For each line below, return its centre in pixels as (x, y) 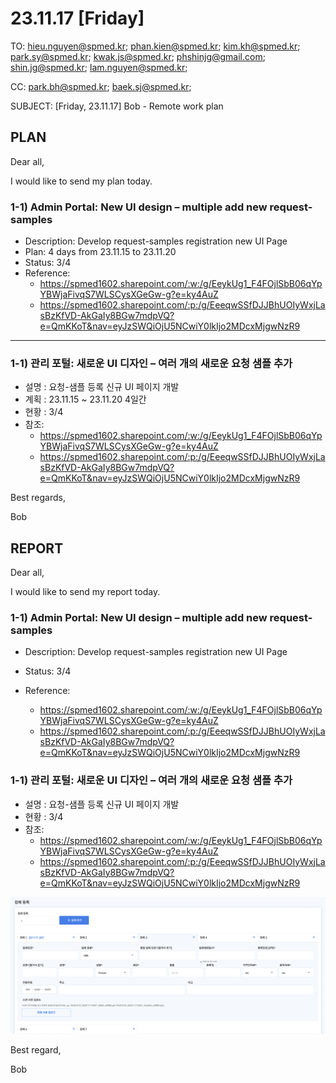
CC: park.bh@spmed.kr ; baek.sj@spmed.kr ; (101, 86)
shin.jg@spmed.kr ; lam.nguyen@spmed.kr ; (99, 67)
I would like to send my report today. (85, 592)
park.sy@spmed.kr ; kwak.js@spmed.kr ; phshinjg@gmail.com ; (138, 56)
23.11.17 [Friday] (77, 18)
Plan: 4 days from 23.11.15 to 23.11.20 (100, 252)
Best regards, (38, 498)
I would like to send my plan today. (81, 181)
